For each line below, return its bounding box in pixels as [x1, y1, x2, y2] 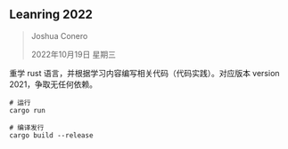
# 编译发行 [9, 123, 45, 132]
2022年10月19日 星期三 [30, 49, 117, 59]
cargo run [9, 106, 46, 114]
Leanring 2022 [9, 7, 94, 22]
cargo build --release [9, 130, 94, 140]
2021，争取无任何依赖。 [9, 79, 98, 90]
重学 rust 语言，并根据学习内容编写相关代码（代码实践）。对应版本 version [9, 67, 280, 78]
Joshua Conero [30, 30, 88, 41]
